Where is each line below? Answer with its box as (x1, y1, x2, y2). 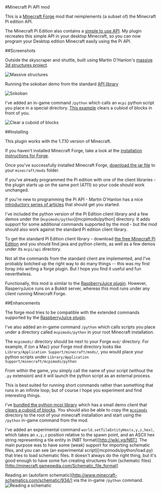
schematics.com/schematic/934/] (5, 477, 73, 483)
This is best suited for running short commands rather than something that (5, 382, 154, 388)
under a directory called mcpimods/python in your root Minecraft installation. (5, 329, 155, 335)
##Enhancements (5, 300, 40, 306)
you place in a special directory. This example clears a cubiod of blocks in (5, 105, 152, 111)
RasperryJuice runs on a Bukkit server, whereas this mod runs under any (5, 286, 150, 291)
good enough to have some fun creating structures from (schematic (5, 458, 140, 463)
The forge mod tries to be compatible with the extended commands (5, 310, 140, 315)
